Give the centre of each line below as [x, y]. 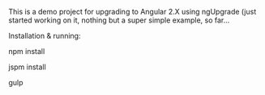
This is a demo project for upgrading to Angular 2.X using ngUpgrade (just [132, 12]
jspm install [27, 67]
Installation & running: [45, 36]
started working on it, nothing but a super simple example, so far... [119, 20]
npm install [27, 51]
